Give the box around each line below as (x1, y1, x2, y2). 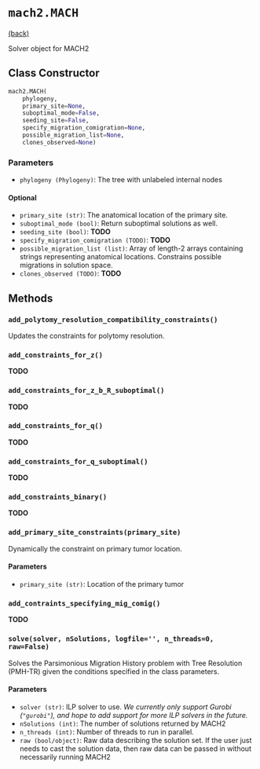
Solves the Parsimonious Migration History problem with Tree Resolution (8, 658, 243, 668)
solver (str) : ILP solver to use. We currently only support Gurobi (19, 701, 232, 712)
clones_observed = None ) (22, 138, 97, 146)
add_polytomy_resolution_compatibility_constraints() (8, 315, 218, 324)
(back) (8, 28, 30, 38)
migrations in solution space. (19, 261, 113, 270)
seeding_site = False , (22, 116, 90, 125)
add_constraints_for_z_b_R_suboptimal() (8, 386, 165, 395)
